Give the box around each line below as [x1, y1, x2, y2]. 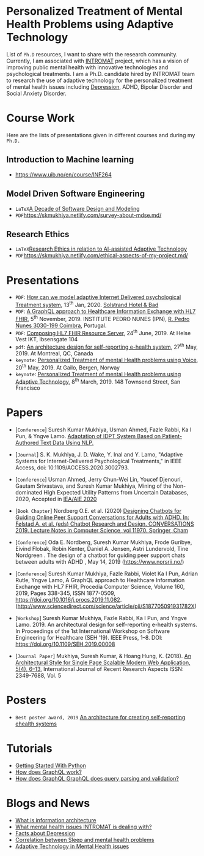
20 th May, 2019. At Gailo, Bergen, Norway [15, 363, 120, 371]
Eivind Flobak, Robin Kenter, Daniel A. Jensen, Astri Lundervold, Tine [15, 545, 189, 553]
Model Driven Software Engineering [6, 189, 145, 199]
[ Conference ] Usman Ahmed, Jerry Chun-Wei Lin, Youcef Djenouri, [15, 476, 183, 483]
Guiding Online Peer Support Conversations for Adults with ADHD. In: [15, 513, 189, 521]
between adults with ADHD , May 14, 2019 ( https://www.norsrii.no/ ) [15, 558, 184, 566]
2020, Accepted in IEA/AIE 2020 [15, 495, 97, 503]
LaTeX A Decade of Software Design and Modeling [15, 205, 140, 212]
